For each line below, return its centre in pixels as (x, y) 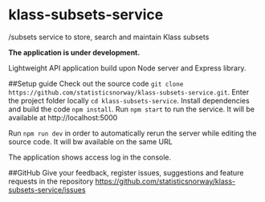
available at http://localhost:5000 (63, 117)
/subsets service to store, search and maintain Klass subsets (109, 37)
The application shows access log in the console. (90, 157)
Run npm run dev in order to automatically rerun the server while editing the (132, 133)
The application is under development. (74, 52)
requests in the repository (51, 181)
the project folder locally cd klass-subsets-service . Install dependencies (129, 100)
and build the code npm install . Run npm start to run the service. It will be (132, 109)
